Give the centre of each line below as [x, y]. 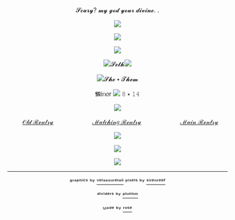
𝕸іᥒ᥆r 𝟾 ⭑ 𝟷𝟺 [117, 94]
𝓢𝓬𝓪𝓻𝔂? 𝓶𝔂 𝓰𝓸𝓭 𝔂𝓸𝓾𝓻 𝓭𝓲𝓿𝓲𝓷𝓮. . [117, 10]
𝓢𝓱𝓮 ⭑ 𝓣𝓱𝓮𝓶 [121, 79]
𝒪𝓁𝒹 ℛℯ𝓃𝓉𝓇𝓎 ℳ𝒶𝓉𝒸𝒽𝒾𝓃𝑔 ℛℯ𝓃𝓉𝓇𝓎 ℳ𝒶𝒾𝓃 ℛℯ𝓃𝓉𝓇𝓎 [120, 122]
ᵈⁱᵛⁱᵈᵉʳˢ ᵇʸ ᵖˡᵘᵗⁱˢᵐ [117, 195]
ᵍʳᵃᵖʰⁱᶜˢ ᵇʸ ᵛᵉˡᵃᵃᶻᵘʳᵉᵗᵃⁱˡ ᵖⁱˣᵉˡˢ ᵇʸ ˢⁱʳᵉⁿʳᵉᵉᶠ [117, 182]
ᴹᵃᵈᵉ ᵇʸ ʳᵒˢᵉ [117, 209]
